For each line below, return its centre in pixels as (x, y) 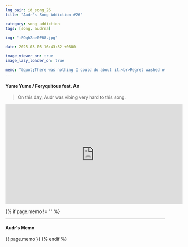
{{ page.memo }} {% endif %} (36, 239)
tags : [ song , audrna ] (28, 28)
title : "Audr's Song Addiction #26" (44, 15)
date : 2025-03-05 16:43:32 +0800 (41, 47)
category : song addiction (32, 24)
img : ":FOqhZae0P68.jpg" (31, 38)
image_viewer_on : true (29, 56)
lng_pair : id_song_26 (28, 10)
